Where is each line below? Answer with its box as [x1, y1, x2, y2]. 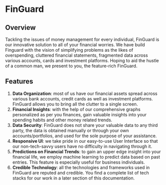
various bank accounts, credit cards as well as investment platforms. [12, 95, 153, 101]
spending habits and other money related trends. [12, 117, 113, 123]
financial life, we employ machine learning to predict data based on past [12, 154, 160, 160]
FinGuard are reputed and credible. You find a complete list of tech [12, 170, 149, 176]
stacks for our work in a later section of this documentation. [12, 175, 135, 181]
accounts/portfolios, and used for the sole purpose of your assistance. [12, 133, 157, 139]
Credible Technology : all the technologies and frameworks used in [12, 164, 150, 170]
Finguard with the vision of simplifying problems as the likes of [5, 47, 133, 53]
